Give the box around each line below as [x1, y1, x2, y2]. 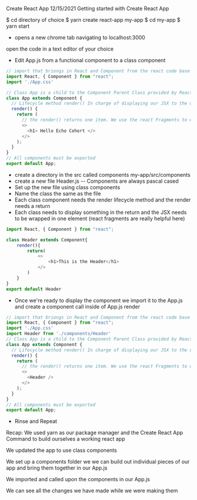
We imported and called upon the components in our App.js [6, 476, 151, 483]
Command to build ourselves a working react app [6, 435, 125, 442]
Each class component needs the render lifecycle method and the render [14, 196, 191, 203]
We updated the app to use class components [6, 447, 117, 454]
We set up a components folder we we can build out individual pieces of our [6, 458, 190, 465]
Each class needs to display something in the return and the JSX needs [14, 209, 187, 216]
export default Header [6, 286, 62, 292]
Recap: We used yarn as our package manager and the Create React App [6, 429, 184, 437]
